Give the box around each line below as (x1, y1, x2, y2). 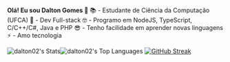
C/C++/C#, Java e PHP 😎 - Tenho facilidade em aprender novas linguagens (7, 24, 224, 31)
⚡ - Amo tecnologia (7, 31, 62, 40)
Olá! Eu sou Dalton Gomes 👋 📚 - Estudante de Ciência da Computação (7, 6, 210, 14)
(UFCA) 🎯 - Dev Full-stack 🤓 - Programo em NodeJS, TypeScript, (7, 16, 193, 24)
